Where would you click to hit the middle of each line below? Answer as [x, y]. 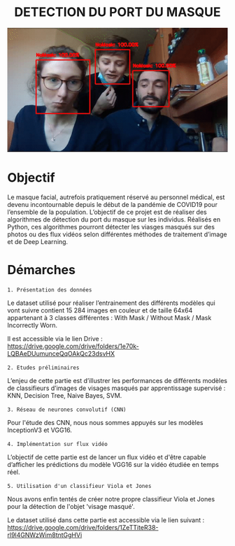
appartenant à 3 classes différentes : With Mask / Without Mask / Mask [109, 318]
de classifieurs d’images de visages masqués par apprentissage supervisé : [116, 388]
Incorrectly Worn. [33, 325]
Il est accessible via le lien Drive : [55, 339]
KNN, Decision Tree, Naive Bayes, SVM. [65, 396]
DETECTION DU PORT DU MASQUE [117, 12]
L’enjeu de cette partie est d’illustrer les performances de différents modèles [117, 381]
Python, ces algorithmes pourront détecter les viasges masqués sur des [111, 227]
